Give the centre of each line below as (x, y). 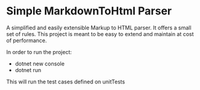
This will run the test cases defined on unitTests (66, 82)
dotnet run (28, 70)
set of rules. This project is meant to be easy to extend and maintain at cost (100, 34)
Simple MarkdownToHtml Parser (89, 11)
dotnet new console (40, 64)
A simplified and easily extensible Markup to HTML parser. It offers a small (99, 28)
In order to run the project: (39, 52)
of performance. (27, 40)
